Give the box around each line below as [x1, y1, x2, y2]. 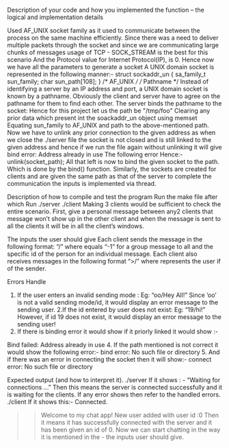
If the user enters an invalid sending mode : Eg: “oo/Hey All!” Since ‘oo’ [16, 291, 217, 299]
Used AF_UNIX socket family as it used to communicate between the [7, 27, 200, 34]
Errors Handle [7, 278, 46, 285]
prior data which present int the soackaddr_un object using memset [7, 114, 198, 122]
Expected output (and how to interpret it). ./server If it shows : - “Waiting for [7, 376, 221, 384]
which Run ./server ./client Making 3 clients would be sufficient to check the [7, 200, 221, 208]
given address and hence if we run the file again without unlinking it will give [7, 143, 222, 151]
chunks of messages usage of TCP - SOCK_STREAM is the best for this [7, 48, 208, 56]
